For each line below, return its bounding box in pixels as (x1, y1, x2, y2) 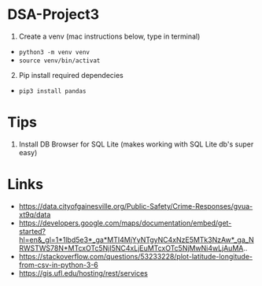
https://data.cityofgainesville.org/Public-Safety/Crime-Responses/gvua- (18, 201, 253, 210)
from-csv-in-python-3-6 (18, 260, 99, 269)
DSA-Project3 (7, 6, 100, 24)
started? (18, 226, 46, 236)
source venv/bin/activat (18, 57, 101, 65)
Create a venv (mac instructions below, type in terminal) (18, 32, 201, 41)
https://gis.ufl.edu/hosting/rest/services (18, 268, 149, 277)
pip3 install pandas (18, 87, 87, 95)
